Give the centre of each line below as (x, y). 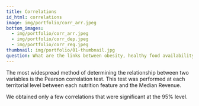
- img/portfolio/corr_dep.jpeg (50, 39)
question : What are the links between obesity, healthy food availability (100, 56)
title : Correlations (32, 12)
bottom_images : (25, 28)
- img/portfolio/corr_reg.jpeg (50, 45)
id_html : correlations (34, 17)
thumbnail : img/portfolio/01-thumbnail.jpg (61, 50)
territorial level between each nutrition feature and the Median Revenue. (94, 85)
